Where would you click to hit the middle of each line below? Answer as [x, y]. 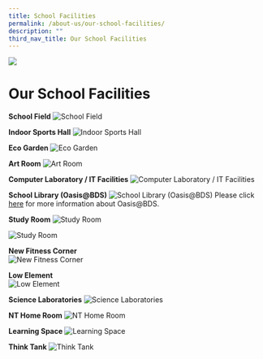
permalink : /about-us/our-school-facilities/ [86, 24]
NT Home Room [35, 316]
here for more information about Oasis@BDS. [84, 204]
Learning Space [36, 331]
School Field [30, 117]
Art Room [25, 164]
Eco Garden [28, 148]
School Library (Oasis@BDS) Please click [131, 195]
